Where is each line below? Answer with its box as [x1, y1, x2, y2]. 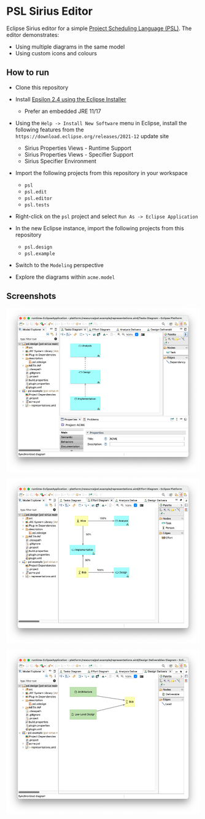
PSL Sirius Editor [6, 4, 93, 18]
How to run [6, 68, 50, 78]
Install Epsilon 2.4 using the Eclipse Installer [15, 95, 126, 103]
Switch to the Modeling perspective [15, 261, 104, 268]
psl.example [24, 250, 55, 257]
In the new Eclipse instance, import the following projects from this [15, 224, 184, 231]
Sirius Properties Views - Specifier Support [24, 150, 134, 158]
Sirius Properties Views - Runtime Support [24, 144, 132, 152]
